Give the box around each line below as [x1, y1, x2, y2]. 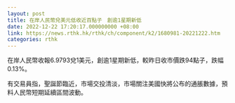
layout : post [7, 10, 45, 17]
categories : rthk [7, 36, 58, 43]
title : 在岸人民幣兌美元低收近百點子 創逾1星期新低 [7, 17, 142, 24]
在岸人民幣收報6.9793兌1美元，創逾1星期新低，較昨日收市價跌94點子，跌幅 [7, 56, 224, 65]
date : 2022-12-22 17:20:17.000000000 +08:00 [7, 23, 139, 30]
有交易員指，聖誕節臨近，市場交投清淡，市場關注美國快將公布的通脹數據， [7, 79, 222, 88]
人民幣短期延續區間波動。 [13, 88, 87, 97]
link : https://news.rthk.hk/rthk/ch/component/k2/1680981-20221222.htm [7, 29, 220, 37]
